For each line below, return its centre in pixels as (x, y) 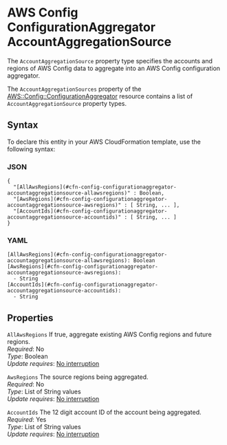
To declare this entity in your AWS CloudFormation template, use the (104, 142)
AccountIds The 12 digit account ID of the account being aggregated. (104, 412)
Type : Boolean (28, 356)
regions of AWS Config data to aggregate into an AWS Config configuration (114, 68)
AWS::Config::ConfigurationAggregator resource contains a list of (100, 96)
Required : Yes (27, 420)
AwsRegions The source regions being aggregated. (78, 377)
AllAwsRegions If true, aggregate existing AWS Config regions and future (109, 334)
